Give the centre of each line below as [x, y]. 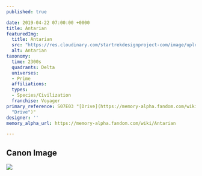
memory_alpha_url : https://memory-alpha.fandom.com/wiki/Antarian [91, 123]
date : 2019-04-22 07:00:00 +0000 [48, 23]
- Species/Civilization [41, 96]
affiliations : [29, 84]
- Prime [21, 79]
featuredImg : [23, 34]
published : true [26, 12]
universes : [25, 73]
